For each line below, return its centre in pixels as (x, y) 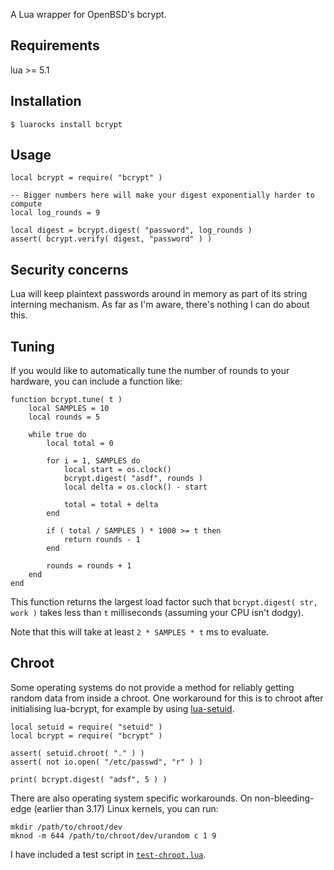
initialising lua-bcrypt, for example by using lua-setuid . (122, 708)
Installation (46, 101)
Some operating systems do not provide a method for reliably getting (152, 687)
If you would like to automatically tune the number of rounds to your (150, 371)
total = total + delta (111, 505)
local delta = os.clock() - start (135, 487)
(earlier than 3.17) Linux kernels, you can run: (126, 808)
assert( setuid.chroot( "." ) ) (77, 753)
